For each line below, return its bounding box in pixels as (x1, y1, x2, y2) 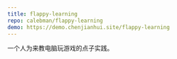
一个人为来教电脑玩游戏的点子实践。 (7, 44, 114, 53)
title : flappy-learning (7, 10, 78, 18)
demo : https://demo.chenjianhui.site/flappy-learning (7, 23, 171, 31)
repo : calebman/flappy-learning (7, 17, 103, 24)
